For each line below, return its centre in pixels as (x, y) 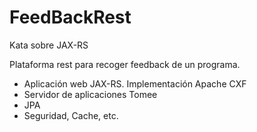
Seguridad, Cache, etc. (71, 115)
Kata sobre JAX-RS (49, 45)
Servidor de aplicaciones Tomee (90, 94)
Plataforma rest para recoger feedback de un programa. (125, 64)
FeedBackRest (70, 17)
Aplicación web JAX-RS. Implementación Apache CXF (135, 83)
